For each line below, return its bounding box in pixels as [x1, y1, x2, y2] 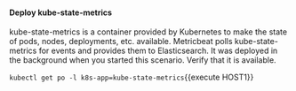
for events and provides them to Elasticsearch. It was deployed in [38, 45, 278, 57]
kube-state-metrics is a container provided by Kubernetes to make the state [9, 27, 287, 37]
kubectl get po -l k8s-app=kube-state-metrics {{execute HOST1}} [9, 72, 254, 83]
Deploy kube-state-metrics [9, 7, 113, 18]
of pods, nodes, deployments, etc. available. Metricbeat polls [9, 36, 233, 47]
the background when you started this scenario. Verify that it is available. [9, 55, 277, 65]
